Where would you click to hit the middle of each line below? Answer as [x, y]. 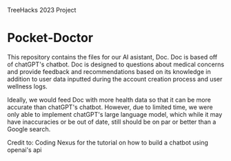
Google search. [29, 129]
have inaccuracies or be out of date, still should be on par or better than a [112, 122]
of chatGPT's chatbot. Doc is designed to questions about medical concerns [116, 64]
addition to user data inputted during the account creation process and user [115, 79]
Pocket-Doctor [50, 38]
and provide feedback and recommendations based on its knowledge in [109, 71]
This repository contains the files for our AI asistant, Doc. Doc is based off [112, 57]
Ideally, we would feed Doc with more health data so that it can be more [109, 100]
